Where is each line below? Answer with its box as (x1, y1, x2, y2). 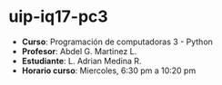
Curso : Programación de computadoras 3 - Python (21, 36, 213, 47)
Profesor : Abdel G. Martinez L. (21, 45, 137, 56)
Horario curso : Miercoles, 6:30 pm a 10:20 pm (21, 65, 197, 76)
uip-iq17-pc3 (8, 6, 108, 27)
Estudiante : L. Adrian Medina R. (21, 55, 142, 66)
